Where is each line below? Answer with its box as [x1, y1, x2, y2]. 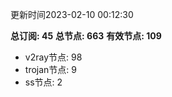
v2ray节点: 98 [24, 51, 83, 63]
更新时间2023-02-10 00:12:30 [10, 9, 134, 20]
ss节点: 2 [24, 76, 63, 88]
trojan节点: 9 [24, 64, 77, 75]
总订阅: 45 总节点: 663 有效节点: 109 [10, 30, 162, 42]
